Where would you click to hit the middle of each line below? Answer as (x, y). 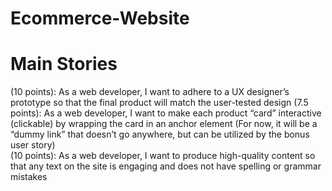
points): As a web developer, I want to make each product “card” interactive (166, 113)
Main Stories (64, 64)
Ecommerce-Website (100, 18)
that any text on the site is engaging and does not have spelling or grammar (166, 166)
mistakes (29, 177)
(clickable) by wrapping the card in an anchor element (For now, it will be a (164, 124)
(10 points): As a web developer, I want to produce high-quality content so (163, 156)
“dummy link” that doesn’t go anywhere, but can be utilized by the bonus (160, 134)
